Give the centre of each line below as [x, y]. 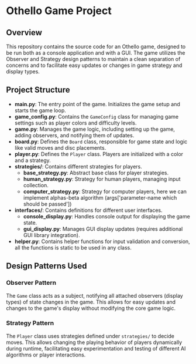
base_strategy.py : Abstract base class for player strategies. [96, 173]
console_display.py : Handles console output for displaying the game [106, 216]
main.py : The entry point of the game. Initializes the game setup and [97, 104]
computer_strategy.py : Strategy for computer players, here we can [105, 191]
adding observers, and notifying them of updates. [74, 135]
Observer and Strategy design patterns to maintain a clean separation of [93, 59]
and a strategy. [32, 160]
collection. [36, 185]
